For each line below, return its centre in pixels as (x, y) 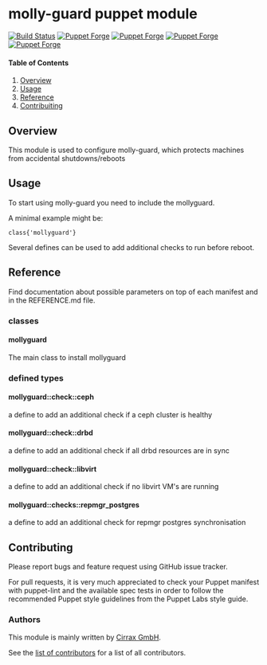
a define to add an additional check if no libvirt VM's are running (114, 487)
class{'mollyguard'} (43, 233)
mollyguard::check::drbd (51, 433)
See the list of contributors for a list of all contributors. (97, 652)
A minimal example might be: (56, 218)
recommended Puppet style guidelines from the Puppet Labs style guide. (128, 599)
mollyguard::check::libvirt (53, 469)
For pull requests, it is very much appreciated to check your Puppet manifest (134, 582)
